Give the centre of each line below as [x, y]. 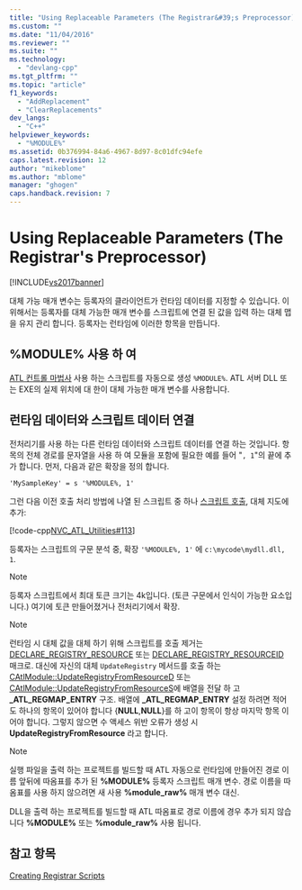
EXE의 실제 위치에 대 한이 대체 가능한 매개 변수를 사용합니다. [124, 389]
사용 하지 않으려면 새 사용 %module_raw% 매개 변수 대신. [136, 792]
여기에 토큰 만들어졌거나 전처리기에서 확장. [106, 606]
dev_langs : [30, 118]
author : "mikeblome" [48, 168]
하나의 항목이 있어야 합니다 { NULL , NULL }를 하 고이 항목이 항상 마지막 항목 [149, 710]
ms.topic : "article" [48, 85]
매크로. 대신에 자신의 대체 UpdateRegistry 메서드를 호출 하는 [115, 665]
